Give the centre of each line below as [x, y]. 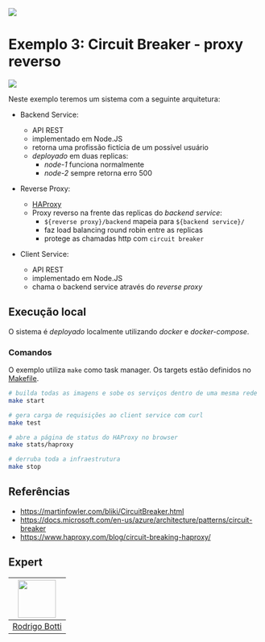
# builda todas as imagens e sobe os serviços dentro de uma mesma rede [133, 393]
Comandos [30, 352]
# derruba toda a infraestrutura [64, 459]
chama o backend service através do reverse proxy [117, 287]
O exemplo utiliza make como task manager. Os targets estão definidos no [130, 370]
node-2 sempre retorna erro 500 [98, 172]
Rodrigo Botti [37, 626]
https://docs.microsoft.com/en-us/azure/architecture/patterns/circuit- [136, 520]
